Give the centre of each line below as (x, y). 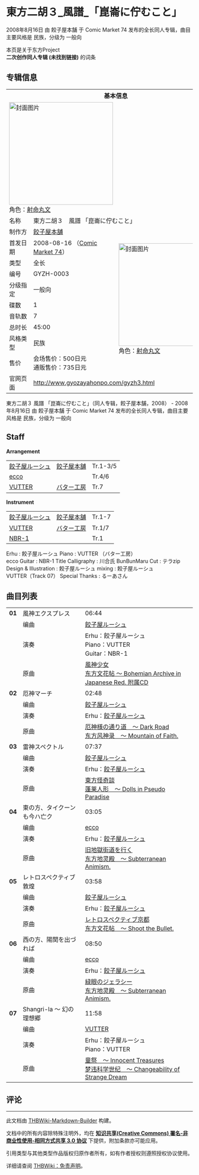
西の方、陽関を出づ (49, 940)
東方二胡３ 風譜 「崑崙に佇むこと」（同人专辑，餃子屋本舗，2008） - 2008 (97, 403)
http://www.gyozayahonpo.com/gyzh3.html (94, 382)
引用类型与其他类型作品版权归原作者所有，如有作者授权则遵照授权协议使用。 (99, 1153)
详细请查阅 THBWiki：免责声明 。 (46, 1166)
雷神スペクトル (43, 747)
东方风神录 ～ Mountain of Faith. (132, 736)
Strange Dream (106, 1077)
